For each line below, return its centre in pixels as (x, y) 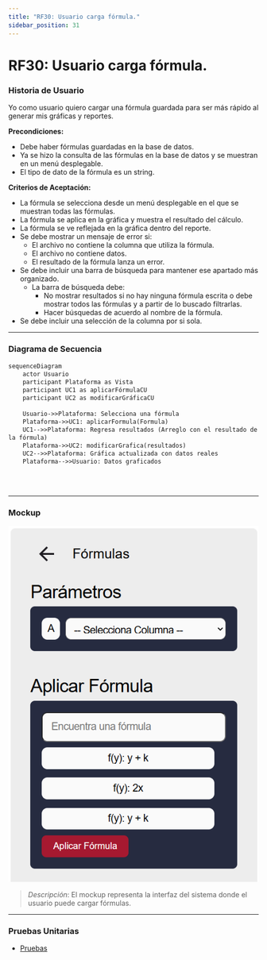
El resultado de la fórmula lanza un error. (98, 261)
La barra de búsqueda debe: (78, 287)
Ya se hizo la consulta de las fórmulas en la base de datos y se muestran (139, 155)
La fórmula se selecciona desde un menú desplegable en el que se (129, 202)
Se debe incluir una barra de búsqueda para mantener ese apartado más (139, 270)
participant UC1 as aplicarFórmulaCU (85, 390)
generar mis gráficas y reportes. (61, 116)
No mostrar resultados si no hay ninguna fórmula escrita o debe (148, 295)
